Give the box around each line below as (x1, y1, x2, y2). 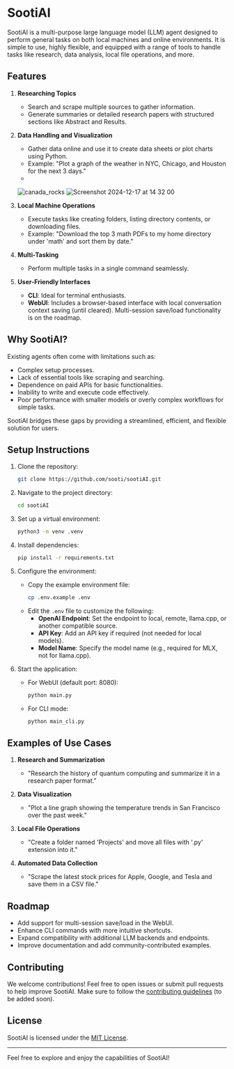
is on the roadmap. (27, 313, 82, 322)
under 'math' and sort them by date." (27, 237, 134, 245)
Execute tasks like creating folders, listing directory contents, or (27, 214, 211, 223)
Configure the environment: (17, 567, 97, 575)
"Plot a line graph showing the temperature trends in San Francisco (27, 804, 221, 812)
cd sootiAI (17, 502, 49, 509)
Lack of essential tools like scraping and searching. (17, 373, 165, 381)
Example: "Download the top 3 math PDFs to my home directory (27, 229, 212, 238)
